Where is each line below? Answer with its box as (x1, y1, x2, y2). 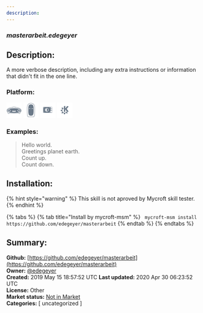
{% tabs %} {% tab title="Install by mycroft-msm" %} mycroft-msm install (6, 213, 197, 220)
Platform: (6, 88, 35, 96)
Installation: (6, 179, 53, 189)
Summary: (6, 238, 47, 248)
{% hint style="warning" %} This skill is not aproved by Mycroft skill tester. (6, 195, 195, 202)
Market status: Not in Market (6, 293, 81, 300)
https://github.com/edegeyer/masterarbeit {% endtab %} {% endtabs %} (6, 220, 194, 227)
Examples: (6, 127, 39, 136)
